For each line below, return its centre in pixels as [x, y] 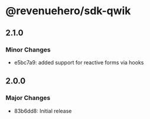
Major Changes [28, 98]
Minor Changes [28, 50]
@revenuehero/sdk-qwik [68, 11]
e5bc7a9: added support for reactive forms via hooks [79, 62]
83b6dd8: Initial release [43, 111]
